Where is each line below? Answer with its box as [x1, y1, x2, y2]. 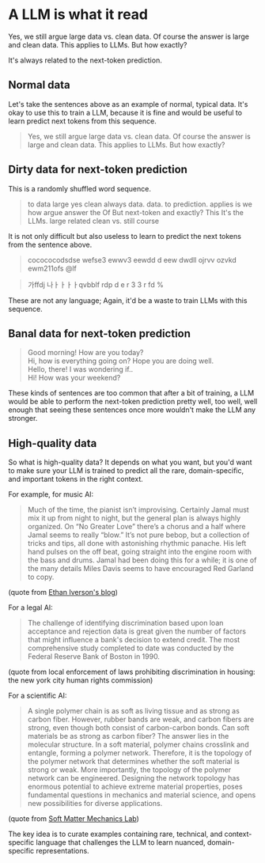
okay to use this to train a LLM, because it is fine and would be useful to [8, 108, 243, 117]
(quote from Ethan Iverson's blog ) [8, 588, 119, 597]
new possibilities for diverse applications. [27, 799, 163, 808]
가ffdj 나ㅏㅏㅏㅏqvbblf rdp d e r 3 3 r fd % [27, 279, 164, 290]
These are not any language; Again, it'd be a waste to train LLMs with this [8, 295, 248, 305]
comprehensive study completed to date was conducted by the [27, 643, 235, 653]
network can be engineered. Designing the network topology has [27, 774, 240, 783]
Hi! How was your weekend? [27, 373, 121, 383]
